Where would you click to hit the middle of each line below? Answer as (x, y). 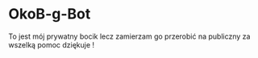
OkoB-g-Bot (50, 14)
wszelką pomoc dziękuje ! (52, 44)
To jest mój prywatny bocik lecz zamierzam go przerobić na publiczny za (129, 36)
